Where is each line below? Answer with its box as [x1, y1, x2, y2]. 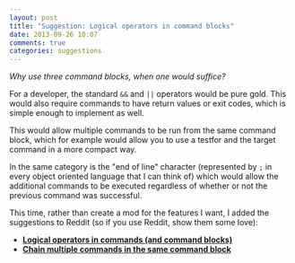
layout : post [9, 13, 58, 22]
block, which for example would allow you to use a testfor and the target [9, 135, 276, 145]
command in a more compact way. [9, 145, 137, 155]
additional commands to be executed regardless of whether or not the [9, 180, 268, 191]
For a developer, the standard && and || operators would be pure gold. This [9, 89, 287, 100]
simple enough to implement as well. [9, 108, 145, 118]
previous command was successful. [9, 190, 143, 201]
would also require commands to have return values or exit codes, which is [9, 98, 286, 109]
